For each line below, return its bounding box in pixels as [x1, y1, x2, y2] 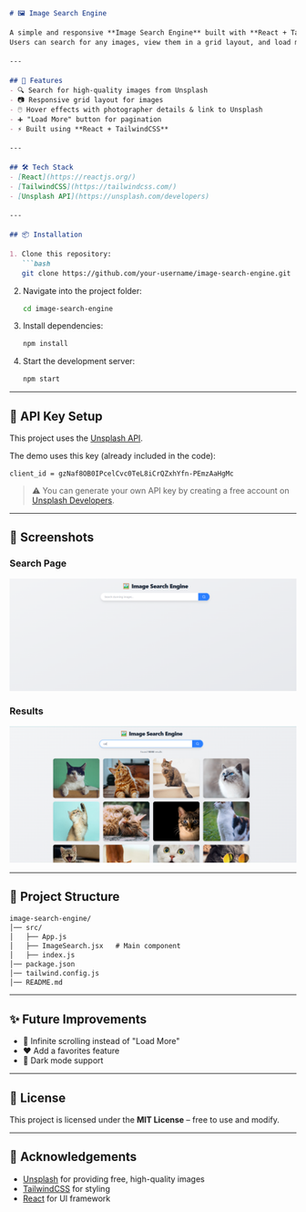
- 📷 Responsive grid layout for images [9, 95, 164, 104]
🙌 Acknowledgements [9, 1149, 138, 1165]
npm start [22, 374, 61, 384]
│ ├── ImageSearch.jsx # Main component [9, 942, 181, 951]
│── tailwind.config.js [9, 969, 100, 978]
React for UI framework [22, 1193, 111, 1204]
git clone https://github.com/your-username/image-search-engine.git [21, 268, 291, 277]
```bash [21, 259, 51, 268]
